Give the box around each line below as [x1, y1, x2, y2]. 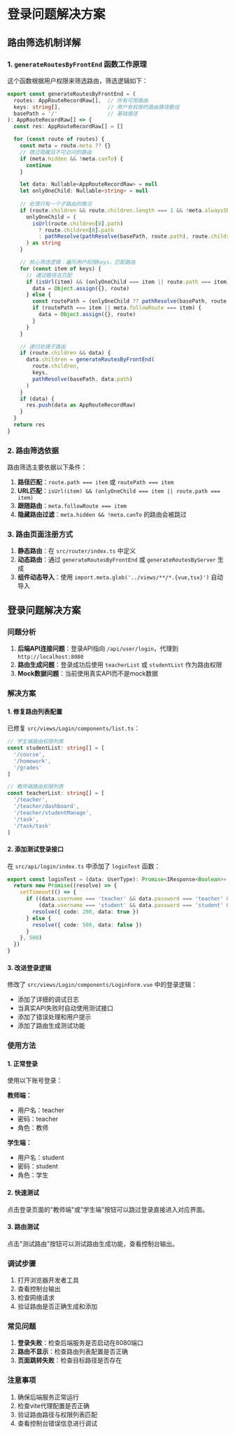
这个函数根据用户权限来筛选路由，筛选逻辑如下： [7, 76, 148, 85]
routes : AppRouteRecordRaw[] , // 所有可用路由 [13, 97, 148, 104]
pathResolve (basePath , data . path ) [32, 376, 133, 383]
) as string [25, 240, 61, 247]
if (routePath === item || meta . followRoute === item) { [32, 304, 201, 312]
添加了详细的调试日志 [17, 995, 79, 1004]
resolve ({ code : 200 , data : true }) [32, 908, 139, 915]
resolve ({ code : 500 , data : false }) [32, 921, 142, 929]
